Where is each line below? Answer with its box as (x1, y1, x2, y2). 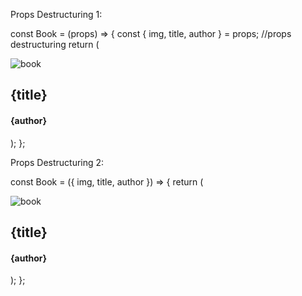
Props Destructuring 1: (10, 9, 103, 20)
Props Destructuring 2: (10, 156, 105, 168)
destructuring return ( (10, 39, 100, 50)
